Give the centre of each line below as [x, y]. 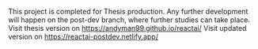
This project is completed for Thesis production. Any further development [128, 11]
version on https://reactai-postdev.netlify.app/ [83, 36]
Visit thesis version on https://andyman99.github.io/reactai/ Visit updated [127, 28]
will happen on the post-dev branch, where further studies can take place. [129, 20]
